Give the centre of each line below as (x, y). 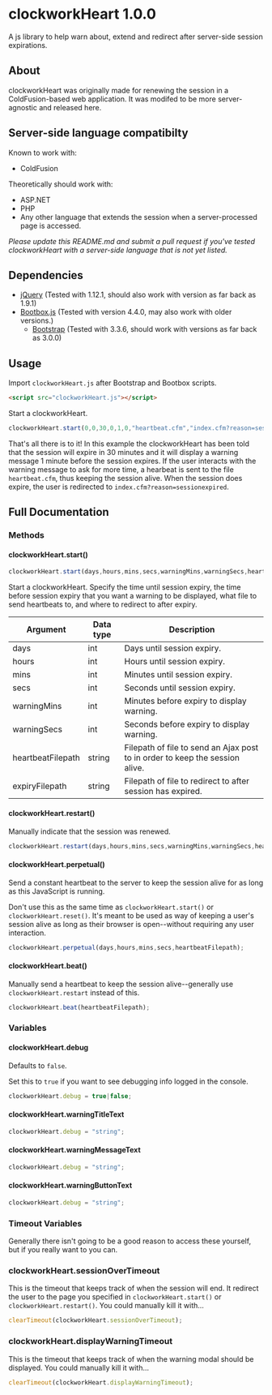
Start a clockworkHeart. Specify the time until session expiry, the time (125, 587)
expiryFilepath (40, 786)
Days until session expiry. (173, 648)
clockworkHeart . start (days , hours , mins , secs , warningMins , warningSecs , (128, 572)
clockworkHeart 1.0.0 (82, 14)
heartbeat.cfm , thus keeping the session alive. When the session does (125, 478)
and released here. (70, 107)
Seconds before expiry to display (187, 724)
